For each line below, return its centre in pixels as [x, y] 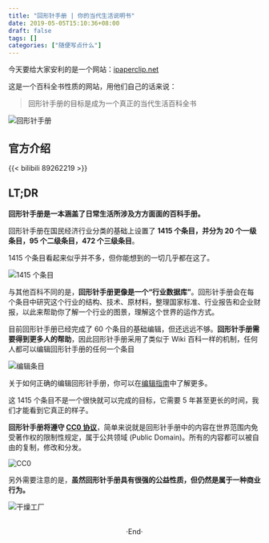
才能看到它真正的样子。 [54, 410]
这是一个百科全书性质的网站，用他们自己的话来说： [92, 87]
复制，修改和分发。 [54, 447]
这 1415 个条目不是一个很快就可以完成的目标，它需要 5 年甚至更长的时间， [130, 400]
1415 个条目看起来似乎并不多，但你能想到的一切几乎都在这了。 [111, 257]
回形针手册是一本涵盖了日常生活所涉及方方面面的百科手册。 [106, 213]
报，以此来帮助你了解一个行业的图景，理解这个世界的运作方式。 [113, 312]
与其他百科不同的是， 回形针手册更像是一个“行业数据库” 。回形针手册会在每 [131, 292]
